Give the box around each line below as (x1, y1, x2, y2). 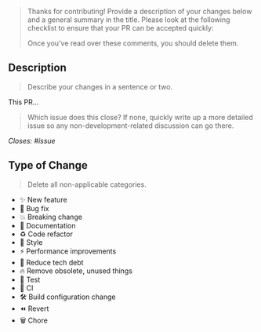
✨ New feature (19, 195, 68, 204)
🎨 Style (19, 237, 43, 246)
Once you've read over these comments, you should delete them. (27, 38, 239, 48)
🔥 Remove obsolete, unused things (19, 266, 133, 275)
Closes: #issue (8, 136, 56, 145)
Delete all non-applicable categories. (27, 180, 147, 189)
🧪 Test (19, 275, 41, 284)
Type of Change (8, 159, 88, 172)
